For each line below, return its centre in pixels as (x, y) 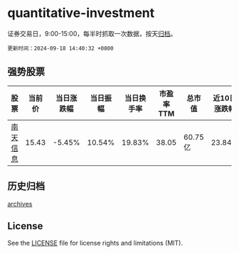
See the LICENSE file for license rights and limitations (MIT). (95, 243)
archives (20, 204)
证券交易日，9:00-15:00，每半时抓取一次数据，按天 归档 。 (92, 33)
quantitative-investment (81, 13)
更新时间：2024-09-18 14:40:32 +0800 (60, 48)
